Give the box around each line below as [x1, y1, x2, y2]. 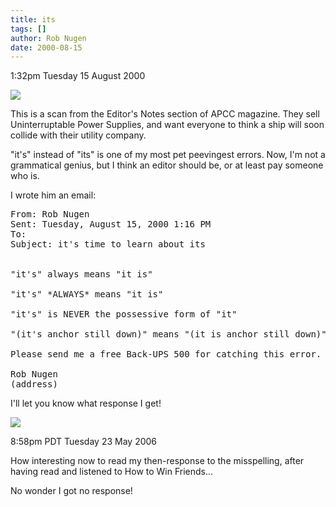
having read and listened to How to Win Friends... [10, 466, 214, 478]
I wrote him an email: [10, 189, 97, 201]
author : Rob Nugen [10, 33, 87, 43]
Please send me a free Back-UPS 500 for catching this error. [10, 349, 322, 360]
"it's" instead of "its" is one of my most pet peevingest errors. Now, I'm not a [10, 149, 326, 161]
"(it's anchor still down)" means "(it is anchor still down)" [10, 329, 327, 340]
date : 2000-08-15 [10, 42, 83, 53]
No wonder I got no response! [10, 485, 133, 497]
